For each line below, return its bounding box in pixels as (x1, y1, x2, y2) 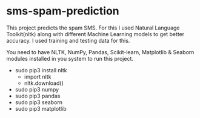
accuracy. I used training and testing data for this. (6, 37, 130, 44)
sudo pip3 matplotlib (15, 105, 67, 112)
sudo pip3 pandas (15, 92, 61, 99)
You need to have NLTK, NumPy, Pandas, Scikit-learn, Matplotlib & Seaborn (6, 48, 195, 55)
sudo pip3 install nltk (15, 66, 67, 73)
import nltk (24, 73, 52, 80)
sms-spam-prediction (6, 4, 119, 18)
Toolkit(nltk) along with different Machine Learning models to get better (6, 30, 185, 37)
